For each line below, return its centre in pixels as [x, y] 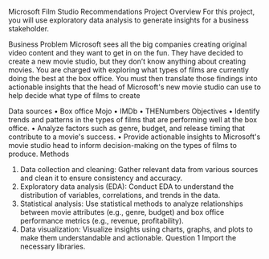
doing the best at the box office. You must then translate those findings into [133, 78]
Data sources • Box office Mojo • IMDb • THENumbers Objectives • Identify [134, 111]
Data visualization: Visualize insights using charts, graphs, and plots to [136, 229]
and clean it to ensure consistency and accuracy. [101, 178]
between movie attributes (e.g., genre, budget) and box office [122, 212]
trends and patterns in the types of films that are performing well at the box [133, 119]
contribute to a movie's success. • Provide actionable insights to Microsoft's [134, 137]
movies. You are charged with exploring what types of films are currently [128, 70]
